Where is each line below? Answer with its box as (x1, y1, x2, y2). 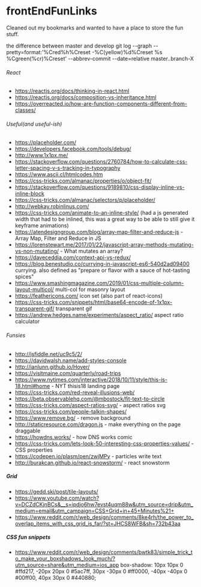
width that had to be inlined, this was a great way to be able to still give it (14, 215, 195, 223)
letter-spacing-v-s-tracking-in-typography (14, 164, 121, 172)
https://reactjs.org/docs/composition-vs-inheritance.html (14, 94, 157, 101)
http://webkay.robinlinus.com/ (14, 203, 89, 210)
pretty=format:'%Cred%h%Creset (6, 48, 91, 55)
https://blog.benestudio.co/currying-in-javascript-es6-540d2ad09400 (14, 260, 190, 268)
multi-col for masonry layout (55, 286, 125, 293)
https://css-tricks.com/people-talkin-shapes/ (14, 408, 127, 415)
